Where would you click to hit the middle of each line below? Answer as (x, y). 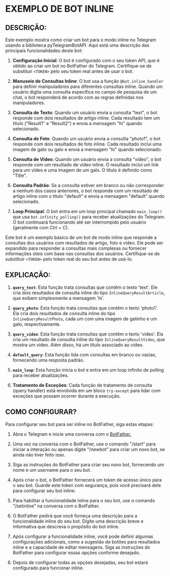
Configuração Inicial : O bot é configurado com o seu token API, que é (86, 60)
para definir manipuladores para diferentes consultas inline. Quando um (88, 86)
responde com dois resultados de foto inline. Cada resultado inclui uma (87, 144)
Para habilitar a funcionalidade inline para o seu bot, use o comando (84, 500)
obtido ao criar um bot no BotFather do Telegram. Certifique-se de (82, 66)
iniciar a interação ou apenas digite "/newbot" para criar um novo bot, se (89, 449)
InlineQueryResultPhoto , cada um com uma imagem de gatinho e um (85, 319)
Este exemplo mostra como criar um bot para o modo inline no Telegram (81, 40)
